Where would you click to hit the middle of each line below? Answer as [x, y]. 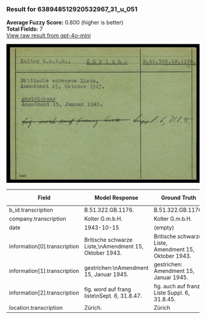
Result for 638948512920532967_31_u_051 [72, 9]
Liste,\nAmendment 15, [114, 246]
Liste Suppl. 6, [172, 293]
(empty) [164, 228]
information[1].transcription [44, 271]
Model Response [116, 198]
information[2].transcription [44, 293]
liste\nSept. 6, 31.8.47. [113, 296]
